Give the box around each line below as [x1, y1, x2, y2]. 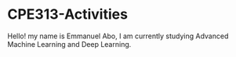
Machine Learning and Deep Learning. [7, 39, 132, 48]
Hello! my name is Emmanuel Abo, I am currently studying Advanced [7, 31, 229, 41]
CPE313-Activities [7, 5, 129, 23]
